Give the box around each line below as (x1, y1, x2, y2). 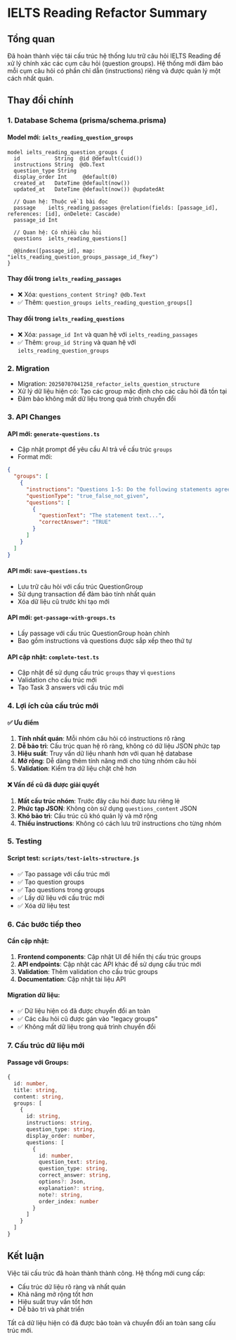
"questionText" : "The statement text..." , (38, 512, 165, 519)
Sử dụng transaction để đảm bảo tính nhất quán (17, 589, 156, 598)
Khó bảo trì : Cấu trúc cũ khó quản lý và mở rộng (17, 811, 158, 820)
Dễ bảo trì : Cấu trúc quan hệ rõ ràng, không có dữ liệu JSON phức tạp (17, 741, 221, 751)
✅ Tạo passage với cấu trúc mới (17, 870, 110, 878)
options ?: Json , (38, 1178, 86, 1186)
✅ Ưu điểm (7, 718, 39, 727)
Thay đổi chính (7, 94, 74, 106)
